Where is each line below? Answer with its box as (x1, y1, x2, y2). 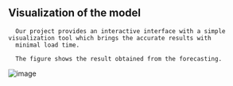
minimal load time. (15, 41, 80, 49)
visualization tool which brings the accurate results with (8, 34, 212, 42)
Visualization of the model (8, 6, 142, 20)
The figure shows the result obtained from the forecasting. (15, 54, 223, 62)
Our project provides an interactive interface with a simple (15, 27, 226, 35)
